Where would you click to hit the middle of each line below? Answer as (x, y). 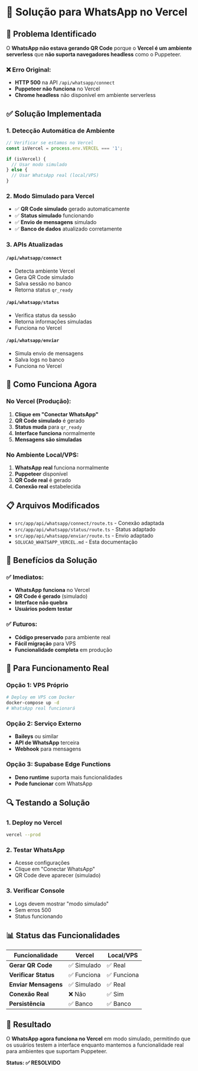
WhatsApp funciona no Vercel (52, 590)
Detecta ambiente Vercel (45, 271)
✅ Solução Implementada (54, 114)
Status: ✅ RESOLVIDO (33, 1063)
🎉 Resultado (29, 1025)
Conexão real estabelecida (48, 486)
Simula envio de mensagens (49, 353)
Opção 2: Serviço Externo (44, 723)
